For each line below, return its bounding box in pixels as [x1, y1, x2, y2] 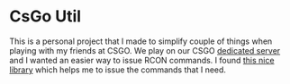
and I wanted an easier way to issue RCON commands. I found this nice [9, 55, 275, 65]
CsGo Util [9, 6, 82, 27]
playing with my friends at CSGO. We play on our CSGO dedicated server [9, 45, 281, 55]
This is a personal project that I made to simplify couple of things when [9, 36, 273, 46]
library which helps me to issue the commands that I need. [9, 64, 227, 75]
